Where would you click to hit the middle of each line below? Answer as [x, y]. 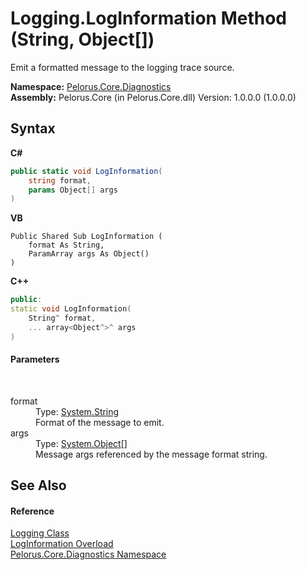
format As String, [66, 245]
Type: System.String [77, 411]
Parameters [35, 359]
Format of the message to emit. [100, 422]
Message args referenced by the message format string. [151, 454]
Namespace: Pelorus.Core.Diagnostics [91, 86]
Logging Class [40, 533]
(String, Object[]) [82, 39]
